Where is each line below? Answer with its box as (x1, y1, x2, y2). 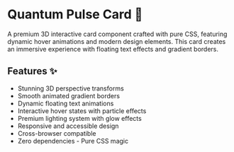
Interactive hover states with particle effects (17, 106, 147, 115)
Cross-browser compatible (17, 129, 96, 137)
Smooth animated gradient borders (17, 91, 121, 100)
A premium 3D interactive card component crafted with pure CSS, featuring (7, 30, 228, 38)
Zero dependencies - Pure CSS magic (17, 136, 129, 145)
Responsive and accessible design (17, 122, 119, 130)
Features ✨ (7, 65, 57, 77)
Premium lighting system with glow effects (17, 114, 142, 122)
